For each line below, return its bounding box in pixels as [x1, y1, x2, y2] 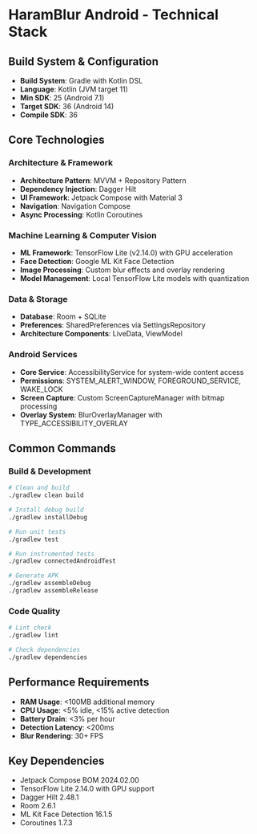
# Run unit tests [8, 527, 66, 535]
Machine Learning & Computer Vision [8, 230, 158, 241]
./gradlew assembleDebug [8, 580, 91, 588]
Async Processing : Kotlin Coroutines [19, 210, 143, 219]
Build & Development [8, 466, 92, 477]
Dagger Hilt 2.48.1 [19, 792, 79, 802]
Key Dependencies [8, 754, 105, 767]
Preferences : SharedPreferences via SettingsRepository [19, 320, 206, 330]
